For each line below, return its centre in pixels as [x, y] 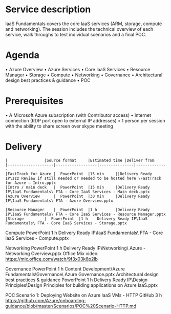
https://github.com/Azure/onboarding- [46, 300]
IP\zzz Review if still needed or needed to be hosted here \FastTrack [83, 178]
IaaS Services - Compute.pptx [37, 238]
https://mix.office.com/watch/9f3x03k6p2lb [52, 259]
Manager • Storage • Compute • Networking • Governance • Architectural [84, 75]
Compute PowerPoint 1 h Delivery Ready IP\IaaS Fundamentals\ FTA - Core [84, 233]
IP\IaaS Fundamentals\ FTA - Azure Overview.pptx [59, 201]
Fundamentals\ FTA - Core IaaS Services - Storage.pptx [66, 223]
